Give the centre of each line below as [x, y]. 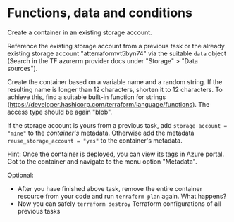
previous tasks [39, 211]
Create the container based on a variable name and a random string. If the [115, 81]
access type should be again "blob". [60, 112]
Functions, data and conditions [100, 13]
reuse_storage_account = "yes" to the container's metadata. [95, 140]
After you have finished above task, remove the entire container [110, 188]
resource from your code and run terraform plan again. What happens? [122, 196]
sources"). [23, 68]
